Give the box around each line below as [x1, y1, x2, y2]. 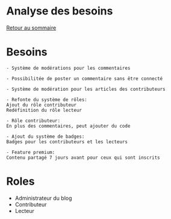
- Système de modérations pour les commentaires [6, 65, 131, 71]
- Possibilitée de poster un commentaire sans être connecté [6, 75, 163, 82]
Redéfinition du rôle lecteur [6, 107, 82, 113]
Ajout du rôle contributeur [6, 102, 77, 108]
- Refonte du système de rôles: [6, 96, 87, 103]
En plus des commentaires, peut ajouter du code [6, 123, 131, 129]
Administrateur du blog [14, 194, 72, 202]
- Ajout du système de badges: [6, 134, 85, 140]
